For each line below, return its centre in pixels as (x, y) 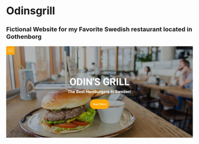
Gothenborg (24, 37)
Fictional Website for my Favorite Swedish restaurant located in (99, 30)
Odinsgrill (31, 11)
